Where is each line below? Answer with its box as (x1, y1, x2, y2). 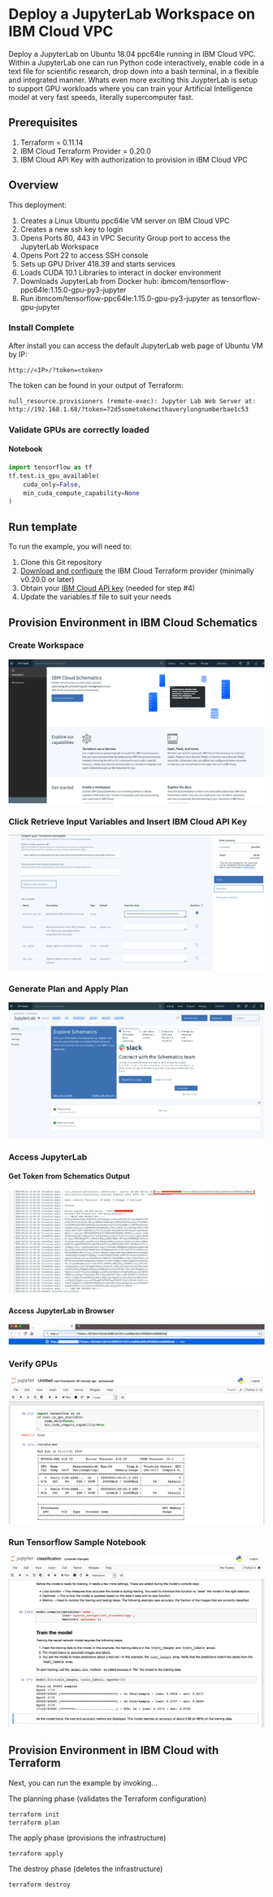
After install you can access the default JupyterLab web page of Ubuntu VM (8, 341, 263, 350)
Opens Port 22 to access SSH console (19, 250, 149, 260)
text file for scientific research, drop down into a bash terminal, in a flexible (8, 66, 259, 76)
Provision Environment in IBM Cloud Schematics (8, 616, 258, 629)
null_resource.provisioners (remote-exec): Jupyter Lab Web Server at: (8, 397, 256, 405)
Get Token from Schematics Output (8, 1172, 130, 1181)
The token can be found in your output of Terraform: (8, 380, 184, 390)
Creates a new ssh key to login (19, 224, 123, 234)
